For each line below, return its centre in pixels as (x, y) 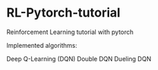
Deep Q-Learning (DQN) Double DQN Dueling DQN (79, 59)
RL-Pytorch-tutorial (63, 13)
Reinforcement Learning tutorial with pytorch (70, 32)
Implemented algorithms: (42, 45)
